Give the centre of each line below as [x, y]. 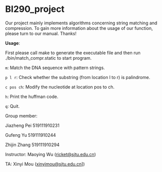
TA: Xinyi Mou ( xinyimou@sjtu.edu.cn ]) [45, 164]
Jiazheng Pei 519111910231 [32, 125]
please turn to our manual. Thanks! [41, 33]
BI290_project [35, 9]
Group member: [21, 116]
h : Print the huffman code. [32, 96]
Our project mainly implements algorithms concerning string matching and [81, 23]
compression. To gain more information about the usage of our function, [79, 28]
